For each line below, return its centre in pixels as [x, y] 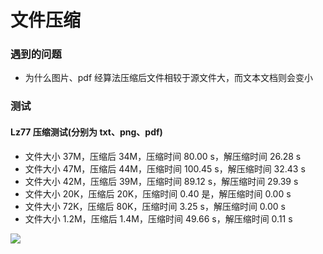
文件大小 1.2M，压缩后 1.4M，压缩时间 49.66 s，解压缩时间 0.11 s [158, 218]
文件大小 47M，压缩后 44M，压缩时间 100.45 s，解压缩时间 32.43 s [165, 168]
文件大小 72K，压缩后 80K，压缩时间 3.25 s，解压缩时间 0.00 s [155, 206]
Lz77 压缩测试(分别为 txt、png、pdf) [86, 132]
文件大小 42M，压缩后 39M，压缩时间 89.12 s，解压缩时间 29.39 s [161, 181]
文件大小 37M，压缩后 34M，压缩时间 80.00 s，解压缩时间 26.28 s [163, 156]
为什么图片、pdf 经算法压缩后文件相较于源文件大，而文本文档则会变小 [169, 78]
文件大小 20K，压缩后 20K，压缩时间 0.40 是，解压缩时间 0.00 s [158, 193]
